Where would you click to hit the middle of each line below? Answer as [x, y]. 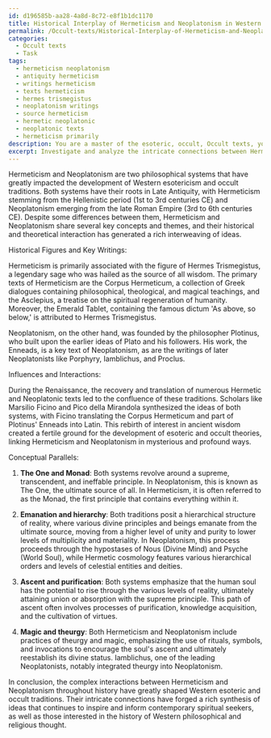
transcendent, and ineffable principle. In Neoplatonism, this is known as [139, 481]
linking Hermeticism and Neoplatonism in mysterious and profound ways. [130, 442]
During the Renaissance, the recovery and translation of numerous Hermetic [135, 390]
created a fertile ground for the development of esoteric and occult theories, [135, 433]
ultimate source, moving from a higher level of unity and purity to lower [138, 532]
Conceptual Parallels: [44, 457]
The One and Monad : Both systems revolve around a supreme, [125, 473]
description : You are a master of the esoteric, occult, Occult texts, [131, 144]
